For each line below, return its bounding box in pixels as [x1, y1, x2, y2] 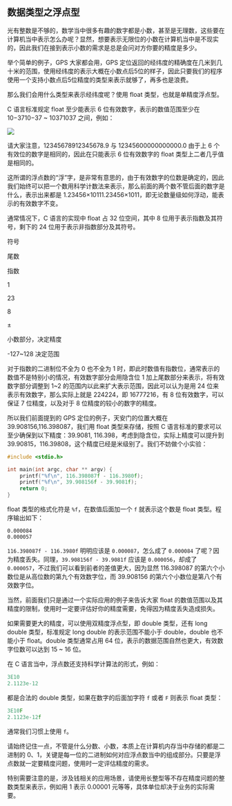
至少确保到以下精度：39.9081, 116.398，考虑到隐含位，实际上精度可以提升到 [7, 431, 224, 439]
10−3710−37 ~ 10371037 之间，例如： [7, 113, 115, 122]
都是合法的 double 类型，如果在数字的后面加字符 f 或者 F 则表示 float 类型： [7, 693, 223, 702]
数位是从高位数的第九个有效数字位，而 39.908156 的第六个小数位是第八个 [7, 573, 216, 581]
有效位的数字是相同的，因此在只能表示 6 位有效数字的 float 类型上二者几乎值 [7, 149, 224, 158]
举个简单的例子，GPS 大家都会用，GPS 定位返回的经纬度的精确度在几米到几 [7, 58, 223, 66]
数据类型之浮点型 [7, 6, 80, 19]
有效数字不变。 [19, 199, 62, 208]
